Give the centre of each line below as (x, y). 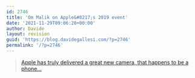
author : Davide (25, 28)
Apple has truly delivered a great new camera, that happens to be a (105, 62)
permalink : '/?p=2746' (35, 46)
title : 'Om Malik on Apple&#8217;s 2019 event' (67, 17)
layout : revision (28, 34)
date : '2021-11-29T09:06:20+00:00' (51, 23)
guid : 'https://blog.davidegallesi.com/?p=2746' (69, 40)
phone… (31, 68)
